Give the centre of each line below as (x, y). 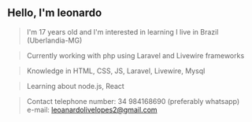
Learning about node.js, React (76, 86)
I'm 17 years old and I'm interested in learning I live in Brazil (122, 31)
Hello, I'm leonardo (55, 13)
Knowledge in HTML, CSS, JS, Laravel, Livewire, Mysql (116, 71)
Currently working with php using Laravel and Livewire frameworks (135, 55)
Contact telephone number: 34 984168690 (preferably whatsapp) (133, 101)
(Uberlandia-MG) (54, 40)
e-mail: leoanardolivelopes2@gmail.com (92, 109)
